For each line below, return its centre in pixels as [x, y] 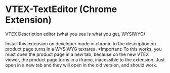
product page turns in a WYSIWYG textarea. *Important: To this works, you [83, 49]
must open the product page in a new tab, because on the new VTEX [77, 54]
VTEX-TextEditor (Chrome [61, 9]
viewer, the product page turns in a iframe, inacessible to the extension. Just [85, 59]
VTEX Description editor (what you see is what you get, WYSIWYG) [75, 34]
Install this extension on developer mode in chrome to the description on [81, 43]
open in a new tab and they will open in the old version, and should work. [81, 65]
